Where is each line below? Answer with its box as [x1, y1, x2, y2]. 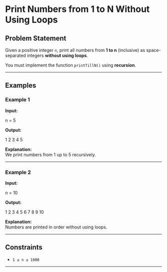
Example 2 [5, 169, 31, 176]
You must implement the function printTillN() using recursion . [5, 62, 136, 68]
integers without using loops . [27, 52, 88, 58]
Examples [5, 81, 36, 90]
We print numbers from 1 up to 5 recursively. [5, 151, 96, 158]
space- [146, 47, 161, 53]
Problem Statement [5, 34, 67, 42]
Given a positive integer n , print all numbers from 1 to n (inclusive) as [5, 47, 146, 53]
